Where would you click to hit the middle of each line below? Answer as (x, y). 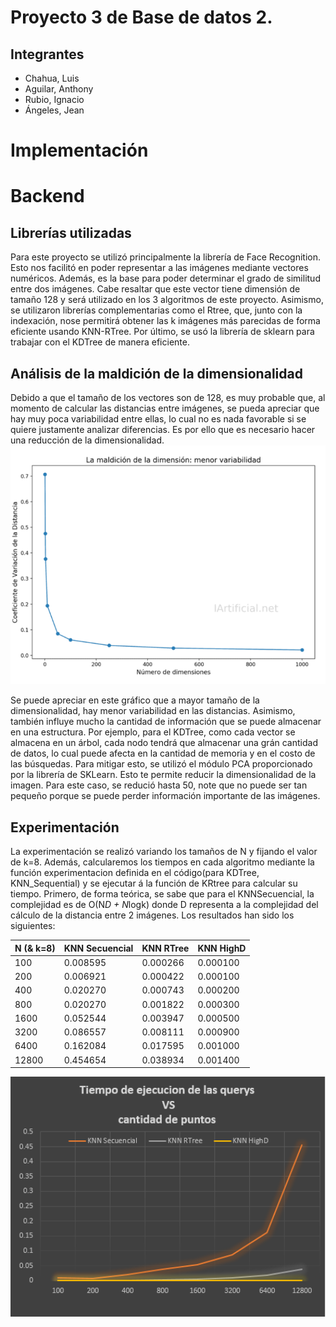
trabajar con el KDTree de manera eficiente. (100, 342)
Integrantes (47, 54)
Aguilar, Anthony (59, 89)
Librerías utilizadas (71, 232)
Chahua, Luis (52, 78)
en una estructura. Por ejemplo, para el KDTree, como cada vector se (153, 732)
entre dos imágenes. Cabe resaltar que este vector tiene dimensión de (155, 289)
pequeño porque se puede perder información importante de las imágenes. (165, 796)
